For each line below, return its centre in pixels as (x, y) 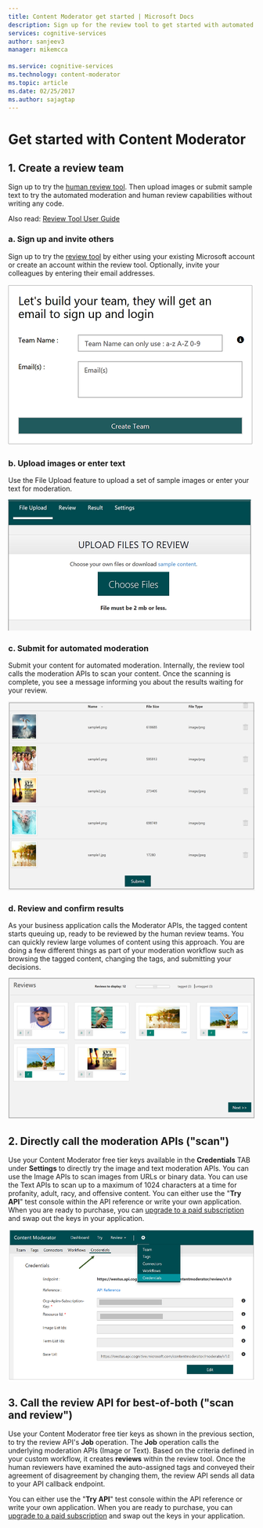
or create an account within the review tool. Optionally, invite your (114, 265)
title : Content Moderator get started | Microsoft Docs (101, 16)
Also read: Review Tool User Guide (64, 219)
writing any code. (36, 203)
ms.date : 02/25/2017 (42, 91)
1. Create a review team (66, 168)
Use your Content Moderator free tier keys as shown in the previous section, (131, 1434)
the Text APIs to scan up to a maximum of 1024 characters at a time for (122, 1185)
